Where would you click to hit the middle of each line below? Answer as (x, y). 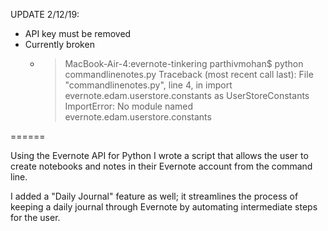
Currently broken (59, 44)
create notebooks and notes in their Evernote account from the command (161, 166)
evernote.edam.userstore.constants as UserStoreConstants (187, 95)
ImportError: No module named (129, 106)
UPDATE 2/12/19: (45, 14)
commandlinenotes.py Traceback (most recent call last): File (189, 74)
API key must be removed (78, 33)
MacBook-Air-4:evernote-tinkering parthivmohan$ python (184, 63)
